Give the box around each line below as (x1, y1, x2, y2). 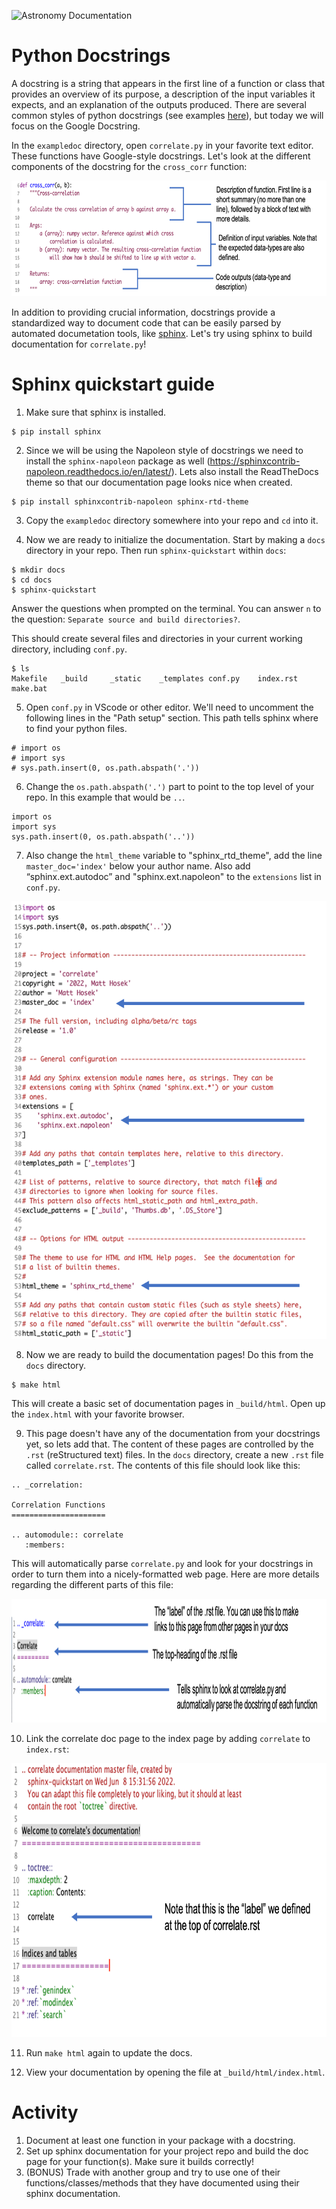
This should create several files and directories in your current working (11, 632, 303, 644)
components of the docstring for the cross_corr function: (11, 160, 248, 172)
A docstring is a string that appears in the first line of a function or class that (11, 77, 326, 89)
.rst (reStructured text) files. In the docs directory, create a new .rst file (25, 1448, 324, 1460)
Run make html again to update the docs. (25, 2046, 193, 2059)
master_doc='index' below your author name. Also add (25, 860, 251, 872)
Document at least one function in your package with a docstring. (25, 2134, 296, 2146)
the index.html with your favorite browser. (11, 1408, 185, 1420)
